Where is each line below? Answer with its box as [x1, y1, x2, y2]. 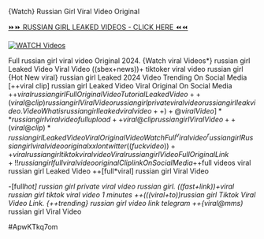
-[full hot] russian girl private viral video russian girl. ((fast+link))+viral [8, 181, 235, 191]
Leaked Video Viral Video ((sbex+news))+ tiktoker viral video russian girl [8, 65, 244, 73]
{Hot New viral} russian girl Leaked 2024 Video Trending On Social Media [8, 73, 247, 82]
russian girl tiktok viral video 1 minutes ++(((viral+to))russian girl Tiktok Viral [8, 189, 256, 200]
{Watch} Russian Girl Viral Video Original [8, 7, 140, 16]
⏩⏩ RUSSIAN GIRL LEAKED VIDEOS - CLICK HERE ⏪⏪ [8, 23, 188, 32]
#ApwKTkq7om [8, 222, 58, 231]
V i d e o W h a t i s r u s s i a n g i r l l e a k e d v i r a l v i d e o [22, 106, 152, 115]
